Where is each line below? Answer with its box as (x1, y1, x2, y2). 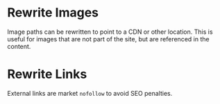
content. (7, 42, 31, 50)
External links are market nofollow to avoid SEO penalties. (7, 89, 173, 97)
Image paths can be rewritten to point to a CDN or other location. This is (7, 28, 213, 36)
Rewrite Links (7, 67, 87, 82)
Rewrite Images (7, 5, 99, 21)
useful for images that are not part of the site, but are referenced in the (7, 34, 210, 43)
